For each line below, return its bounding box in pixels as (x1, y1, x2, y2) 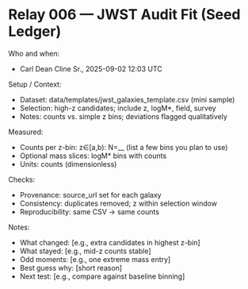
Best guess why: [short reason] (19, 263, 123, 272)
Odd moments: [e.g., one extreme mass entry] (19, 254, 171, 264)
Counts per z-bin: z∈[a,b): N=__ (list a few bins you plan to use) (19, 142, 228, 152)
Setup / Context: (8, 79, 62, 89)
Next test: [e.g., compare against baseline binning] (19, 272, 185, 281)
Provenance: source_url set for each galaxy (19, 190, 162, 199)
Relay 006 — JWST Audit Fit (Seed (8, 6, 241, 24)
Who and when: (8, 48, 60, 58)
